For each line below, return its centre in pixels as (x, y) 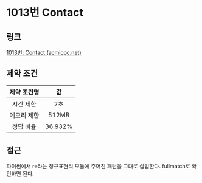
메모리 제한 (24, 115)
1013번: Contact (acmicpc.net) (44, 53)
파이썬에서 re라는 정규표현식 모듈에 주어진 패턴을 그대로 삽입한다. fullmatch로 (98, 166)
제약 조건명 (24, 92)
